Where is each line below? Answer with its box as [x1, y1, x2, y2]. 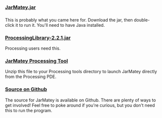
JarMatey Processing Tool [5, 58, 68, 64]
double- [134, 17, 150, 23]
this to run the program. [5, 107, 52, 113]
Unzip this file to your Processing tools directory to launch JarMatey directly [5, 69, 157, 75]
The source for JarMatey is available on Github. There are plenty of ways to [5, 97, 156, 103]
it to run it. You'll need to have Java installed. [15, 22, 105, 28]
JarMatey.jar [5, 4, 36, 11]
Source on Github [5, 86, 47, 93]
